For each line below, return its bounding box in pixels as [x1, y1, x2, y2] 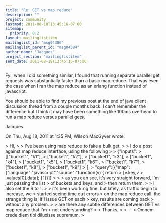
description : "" [5, 12, 39, 17]
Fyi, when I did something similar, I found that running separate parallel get [5, 72, 160, 78]
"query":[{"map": [95, 164, 130, 170]
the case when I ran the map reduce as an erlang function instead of [5, 83, 147, 89]
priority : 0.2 [10, 31, 39, 36]
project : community [5, 17, 46, 22]
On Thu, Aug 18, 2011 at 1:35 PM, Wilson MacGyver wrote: [5, 133, 125, 139]
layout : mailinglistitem [5, 36, 57, 41]
